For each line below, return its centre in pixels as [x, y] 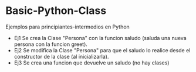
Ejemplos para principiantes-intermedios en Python [67, 27]
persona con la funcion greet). [50, 44]
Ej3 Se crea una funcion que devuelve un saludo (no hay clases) [92, 63]
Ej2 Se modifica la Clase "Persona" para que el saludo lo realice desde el [102, 50]
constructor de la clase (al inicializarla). [61, 56]
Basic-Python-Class [56, 11]
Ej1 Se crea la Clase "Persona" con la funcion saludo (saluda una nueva [100, 38]
